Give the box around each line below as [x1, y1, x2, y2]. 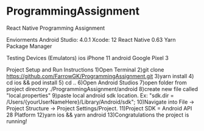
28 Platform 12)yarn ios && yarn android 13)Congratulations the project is [6, 111, 189, 118]
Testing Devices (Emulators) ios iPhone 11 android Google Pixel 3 [6, 54, 169, 61]
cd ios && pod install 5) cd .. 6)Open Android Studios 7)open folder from [6, 79, 187, 86]
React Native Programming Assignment [6, 24, 105, 32]
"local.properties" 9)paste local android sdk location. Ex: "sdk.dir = [6, 92, 175, 99]
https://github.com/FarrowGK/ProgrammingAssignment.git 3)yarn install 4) [6, 72, 194, 79]
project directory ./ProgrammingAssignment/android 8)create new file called [6, 85, 199, 92]
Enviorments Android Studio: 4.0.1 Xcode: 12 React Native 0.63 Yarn [6, 36, 176, 43]
